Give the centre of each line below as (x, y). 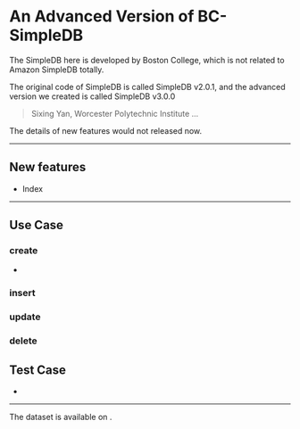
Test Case (38, 370)
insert (22, 293)
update (25, 317)
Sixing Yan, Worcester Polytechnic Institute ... (115, 113)
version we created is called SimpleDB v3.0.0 (92, 96)
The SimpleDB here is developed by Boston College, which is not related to (147, 60)
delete (23, 341)
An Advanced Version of (102, 16)
